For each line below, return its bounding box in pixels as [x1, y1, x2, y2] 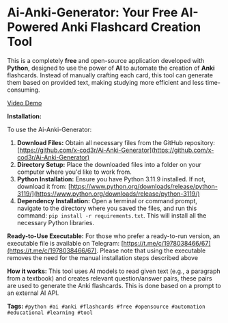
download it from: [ [16, 182, 71, 190]
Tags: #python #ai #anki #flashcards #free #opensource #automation [7, 302, 206, 310]
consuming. [7, 86, 40, 94]
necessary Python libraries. [16, 218, 94, 227]
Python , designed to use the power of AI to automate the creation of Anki [7, 64, 215, 72]
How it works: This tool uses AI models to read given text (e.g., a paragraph [7, 267, 220, 275]
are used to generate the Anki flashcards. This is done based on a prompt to [7, 281, 222, 289]
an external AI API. [7, 289, 59, 297]
